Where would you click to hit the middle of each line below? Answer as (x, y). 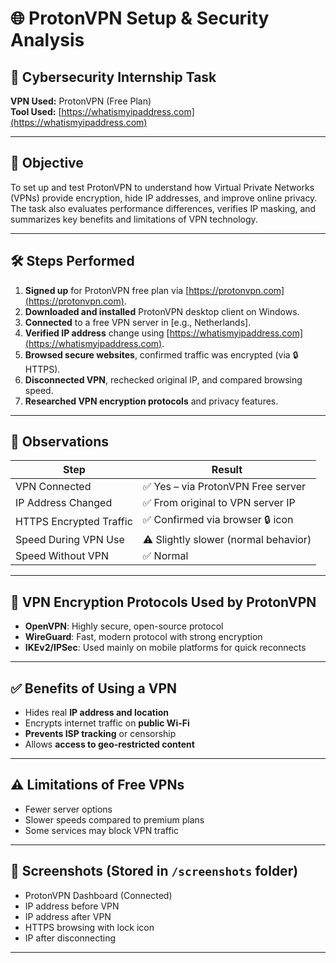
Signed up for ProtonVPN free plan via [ (107, 290)
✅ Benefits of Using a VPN (94, 688)
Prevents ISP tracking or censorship (100, 734)
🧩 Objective (47, 163)
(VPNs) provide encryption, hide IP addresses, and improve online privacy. (164, 198)
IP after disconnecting (70, 938)
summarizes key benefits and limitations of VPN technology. (134, 219)
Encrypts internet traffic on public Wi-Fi (107, 723)
